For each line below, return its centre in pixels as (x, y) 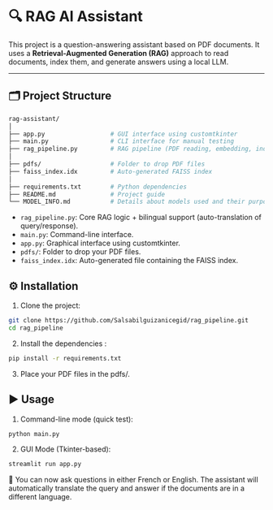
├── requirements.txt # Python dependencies (97, 187)
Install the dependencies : (63, 344)
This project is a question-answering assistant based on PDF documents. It (134, 44)
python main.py (34, 434)
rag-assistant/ (34, 119)
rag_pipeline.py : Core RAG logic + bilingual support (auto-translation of (141, 218)
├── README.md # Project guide (87, 194)
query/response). (49, 226)
